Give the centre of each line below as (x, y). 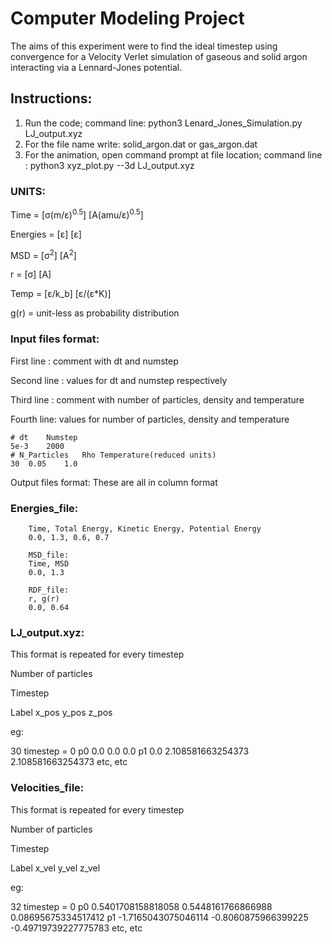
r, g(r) (44, 598)
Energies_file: (44, 508)
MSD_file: (49, 555)
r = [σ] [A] (31, 274)
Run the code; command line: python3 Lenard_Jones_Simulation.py (163, 123)
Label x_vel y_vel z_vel (55, 868)
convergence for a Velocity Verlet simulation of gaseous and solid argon (159, 56)
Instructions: (51, 98)
